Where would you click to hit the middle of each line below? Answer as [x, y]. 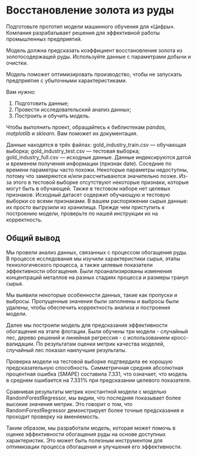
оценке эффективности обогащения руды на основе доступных [86, 434]
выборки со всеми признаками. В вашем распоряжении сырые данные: [97, 201]
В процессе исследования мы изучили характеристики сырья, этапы [93, 259]
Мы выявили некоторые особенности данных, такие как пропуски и [92, 295]
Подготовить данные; [42, 103]
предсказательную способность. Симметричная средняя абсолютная [95, 367]
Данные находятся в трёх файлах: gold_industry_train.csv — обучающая [96, 145]
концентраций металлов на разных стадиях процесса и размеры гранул [97, 277]
